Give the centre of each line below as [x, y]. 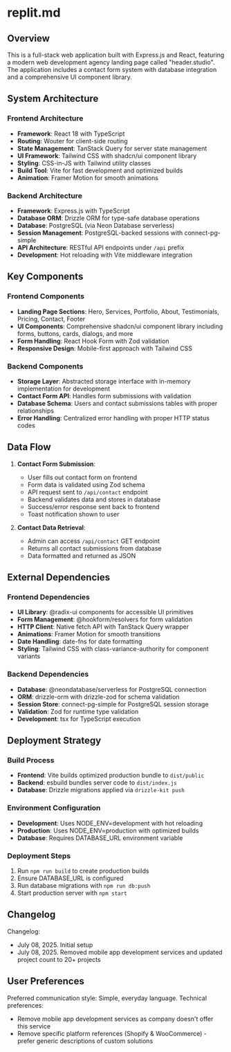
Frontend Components [46, 296]
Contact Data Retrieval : [51, 527]
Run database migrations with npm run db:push [84, 886]
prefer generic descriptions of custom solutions [85, 1041]
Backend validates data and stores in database [94, 499]
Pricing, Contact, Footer [51, 319]
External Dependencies [59, 577]
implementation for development [64, 389]
